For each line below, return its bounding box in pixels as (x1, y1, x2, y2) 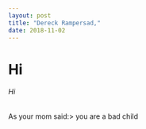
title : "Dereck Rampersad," (8, 19, 102, 27)
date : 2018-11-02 (8, 26, 66, 34)
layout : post (8, 11, 52, 20)
